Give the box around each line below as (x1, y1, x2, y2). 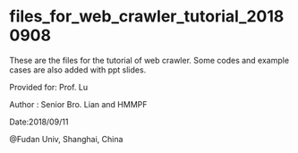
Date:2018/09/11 (9, 116, 69, 127)
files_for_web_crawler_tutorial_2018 (9, 6, 285, 27)
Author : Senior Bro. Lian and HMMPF (9, 98, 148, 109)
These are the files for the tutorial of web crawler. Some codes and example (9, 55, 289, 65)
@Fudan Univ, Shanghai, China (9, 133, 123, 144)
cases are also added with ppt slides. (9, 64, 147, 75)
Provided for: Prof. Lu (9, 81, 88, 92)
